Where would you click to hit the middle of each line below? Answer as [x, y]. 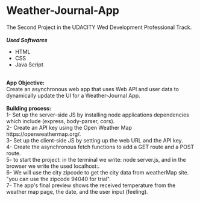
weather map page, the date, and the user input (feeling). [77, 191]
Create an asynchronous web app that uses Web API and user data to [93, 89]
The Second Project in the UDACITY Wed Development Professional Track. [99, 27]
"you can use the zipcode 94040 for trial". [59, 179]
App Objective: [26, 83]
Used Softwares [27, 40]
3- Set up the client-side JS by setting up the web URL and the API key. [95, 140]
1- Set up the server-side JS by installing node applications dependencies [98, 115]
